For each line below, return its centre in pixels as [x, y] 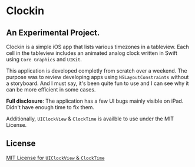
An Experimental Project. [53, 33]
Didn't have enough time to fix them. [50, 107]
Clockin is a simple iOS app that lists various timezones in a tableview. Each [98, 47]
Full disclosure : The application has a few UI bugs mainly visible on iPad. [95, 101]
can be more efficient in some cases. [51, 89]
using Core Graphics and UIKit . [44, 59]
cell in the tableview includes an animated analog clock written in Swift [92, 53]
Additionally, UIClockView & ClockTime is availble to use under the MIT [90, 119]
